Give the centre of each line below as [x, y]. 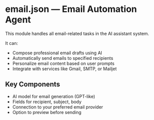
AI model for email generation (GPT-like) [54, 96]
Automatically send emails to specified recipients [63, 58]
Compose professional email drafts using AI [57, 53]
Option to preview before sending [47, 112]
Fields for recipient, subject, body [47, 102]
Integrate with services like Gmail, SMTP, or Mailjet [65, 69]
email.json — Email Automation [71, 9]
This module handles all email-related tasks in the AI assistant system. [77, 33]
